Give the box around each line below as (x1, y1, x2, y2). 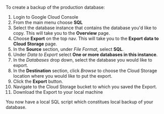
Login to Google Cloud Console (13, 14, 79, 20)
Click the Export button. (13, 78, 64, 84)
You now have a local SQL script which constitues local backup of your (6, 99, 153, 105)
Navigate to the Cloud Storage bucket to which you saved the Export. (13, 84, 157, 90)
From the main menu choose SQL (13, 20, 83, 25)
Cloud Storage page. (13, 41, 58, 47)
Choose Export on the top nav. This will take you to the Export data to (13, 35, 159, 41)
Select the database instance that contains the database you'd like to (13, 25, 157, 31)
